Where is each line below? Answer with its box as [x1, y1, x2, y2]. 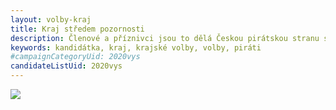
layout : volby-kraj [10, 14, 92, 25]
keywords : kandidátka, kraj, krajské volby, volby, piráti [10, 42, 262, 53]
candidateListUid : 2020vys [10, 61, 123, 71]
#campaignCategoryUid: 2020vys [10, 52, 141, 62]
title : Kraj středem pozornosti [10, 24, 145, 34]
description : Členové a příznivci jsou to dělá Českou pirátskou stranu [10, 33, 320, 43]
